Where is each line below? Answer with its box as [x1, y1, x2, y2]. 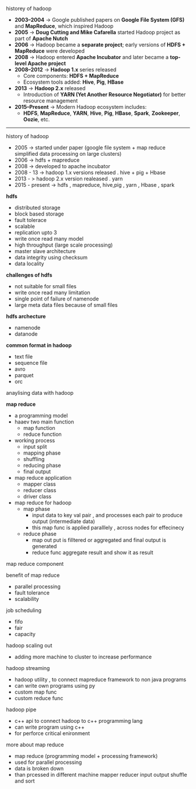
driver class [23, 493, 51, 500]
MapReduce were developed [14, 47, 85, 54]
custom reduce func [14, 695, 64, 702]
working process [14, 437, 55, 444]
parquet [14, 372, 34, 378]
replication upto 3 [14, 229, 57, 236]
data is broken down [14, 765, 64, 772]
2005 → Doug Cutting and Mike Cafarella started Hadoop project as [14, 29, 181, 36]
